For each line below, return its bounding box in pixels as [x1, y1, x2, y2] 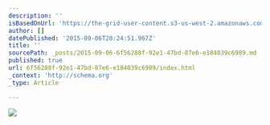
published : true [8, 57, 63, 65]
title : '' [8, 42, 42, 50]
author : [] [8, 26, 45, 34]
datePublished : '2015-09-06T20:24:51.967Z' [8, 34, 157, 42]
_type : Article [8, 79, 59, 87]
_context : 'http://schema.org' [8, 71, 113, 79]
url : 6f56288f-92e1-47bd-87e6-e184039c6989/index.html [8, 64, 196, 72]
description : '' [8, 11, 63, 20]
